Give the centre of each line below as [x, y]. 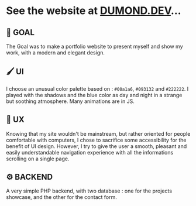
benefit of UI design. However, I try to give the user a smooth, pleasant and [97, 146]
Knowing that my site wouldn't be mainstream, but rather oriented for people [98, 133]
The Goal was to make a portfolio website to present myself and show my [94, 46]
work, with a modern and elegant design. [56, 53]
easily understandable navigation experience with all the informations [90, 152]
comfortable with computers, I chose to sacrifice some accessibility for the [96, 140]
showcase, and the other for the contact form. [61, 197]
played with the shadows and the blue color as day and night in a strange [94, 95]
